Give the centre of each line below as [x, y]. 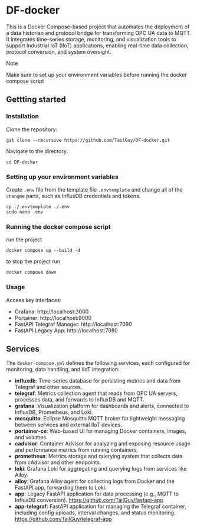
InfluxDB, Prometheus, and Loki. [54, 412]
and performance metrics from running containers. [76, 450]
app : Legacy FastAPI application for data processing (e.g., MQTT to [96, 494]
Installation [23, 116]
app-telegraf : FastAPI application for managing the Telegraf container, [101, 507]
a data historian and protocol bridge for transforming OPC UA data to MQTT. [99, 33]
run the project [24, 239]
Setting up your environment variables [63, 177]
